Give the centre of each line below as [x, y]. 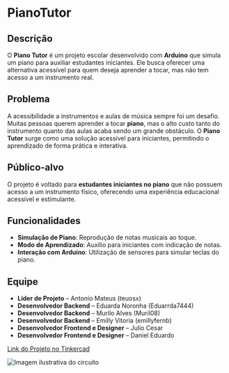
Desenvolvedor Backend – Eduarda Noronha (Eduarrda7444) [105, 306]
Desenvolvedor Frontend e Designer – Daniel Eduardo [96, 335]
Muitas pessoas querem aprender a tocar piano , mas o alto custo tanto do [114, 123]
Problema [29, 99]
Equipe [23, 281]
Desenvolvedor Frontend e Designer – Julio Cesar [90, 328]
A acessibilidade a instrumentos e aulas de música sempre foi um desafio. [113, 116]
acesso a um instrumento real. [50, 77]
